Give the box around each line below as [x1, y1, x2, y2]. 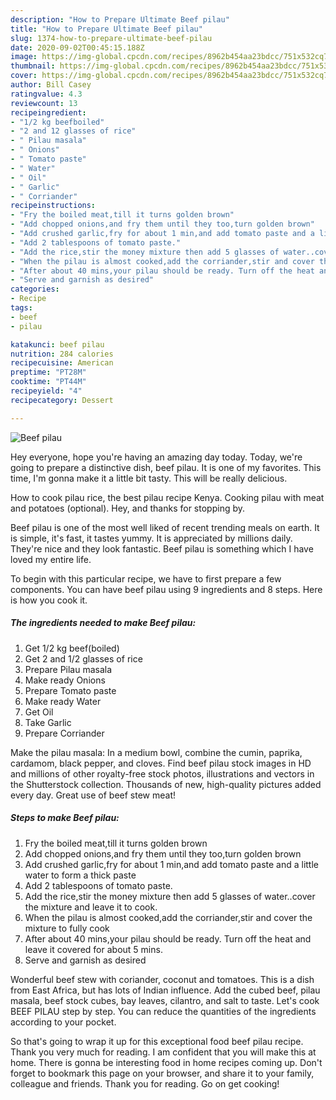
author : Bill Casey [10, 80, 92, 90]
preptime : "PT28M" [10, 367, 87, 378]
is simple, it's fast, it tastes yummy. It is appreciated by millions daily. [10, 532, 293, 544]
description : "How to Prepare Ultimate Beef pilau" [10, 14, 230, 25]
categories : [10, 284, 60, 295]
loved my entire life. [10, 553, 92, 565]
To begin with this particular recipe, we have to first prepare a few [10, 572, 282, 585]
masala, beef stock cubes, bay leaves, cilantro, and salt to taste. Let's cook [10, 994, 320, 1006]
